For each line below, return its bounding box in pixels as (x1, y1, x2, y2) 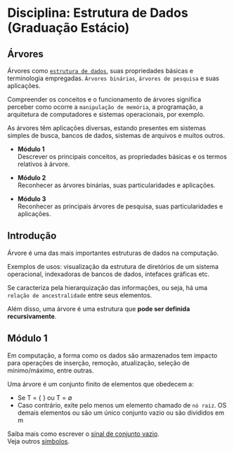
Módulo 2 (17, 174, 46, 182)
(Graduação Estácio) (7, 20, 130, 36)
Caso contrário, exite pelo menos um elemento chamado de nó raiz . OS (17, 401, 227, 409)
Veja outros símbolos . (7, 437, 70, 445)
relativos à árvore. (17, 160, 70, 168)
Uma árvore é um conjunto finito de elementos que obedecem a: (7, 379, 195, 388)
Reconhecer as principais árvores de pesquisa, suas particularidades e (17, 202, 223, 211)
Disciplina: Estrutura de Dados (7, 5, 188, 21)
